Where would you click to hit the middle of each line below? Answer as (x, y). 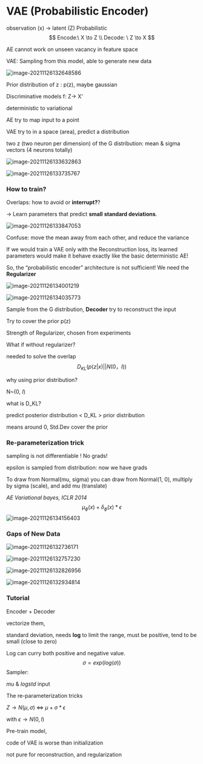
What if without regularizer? (41, 345)
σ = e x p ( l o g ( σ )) (102, 663)
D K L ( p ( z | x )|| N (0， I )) (102, 367)
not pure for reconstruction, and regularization (64, 754)
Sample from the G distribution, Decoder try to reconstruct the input (92, 309)
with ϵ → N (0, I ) (25, 719)
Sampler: (18, 672)
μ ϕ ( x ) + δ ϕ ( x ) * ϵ (102, 508)
